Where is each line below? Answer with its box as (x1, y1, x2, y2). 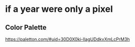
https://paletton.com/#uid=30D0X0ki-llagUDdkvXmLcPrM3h (5, 36, 130, 42)
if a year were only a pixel (5, 3, 113, 15)
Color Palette (5, 23, 46, 32)
